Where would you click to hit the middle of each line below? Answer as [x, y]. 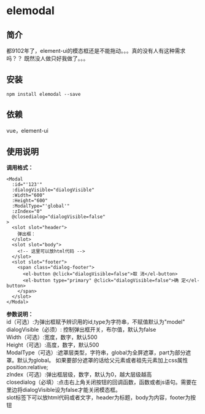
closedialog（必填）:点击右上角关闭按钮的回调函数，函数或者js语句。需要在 [102, 382]
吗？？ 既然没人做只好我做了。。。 [48, 58]
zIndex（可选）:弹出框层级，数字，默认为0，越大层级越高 [79, 375]
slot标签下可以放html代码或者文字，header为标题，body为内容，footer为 [99, 397]
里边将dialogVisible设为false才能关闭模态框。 [64, 390]
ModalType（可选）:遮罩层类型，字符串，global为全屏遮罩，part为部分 [96, 353]
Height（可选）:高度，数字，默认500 [53, 345]
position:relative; [27, 367]
